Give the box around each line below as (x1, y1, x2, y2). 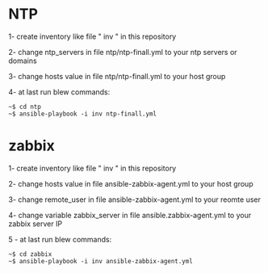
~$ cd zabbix (8, 250, 52, 258)
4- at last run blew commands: (8, 86, 111, 97)
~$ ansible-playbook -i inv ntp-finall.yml (8, 110, 157, 118)
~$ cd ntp (8, 103, 42, 111)
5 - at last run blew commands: (8, 234, 112, 244)
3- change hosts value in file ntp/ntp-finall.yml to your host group (8, 71, 226, 81)
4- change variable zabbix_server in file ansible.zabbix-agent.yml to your (8, 210, 252, 220)
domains (8, 56, 38, 65)
